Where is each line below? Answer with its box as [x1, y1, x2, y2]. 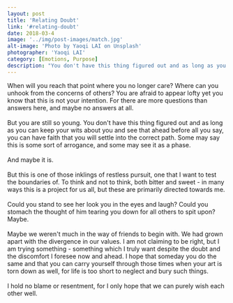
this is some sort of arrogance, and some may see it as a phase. [7, 140, 191, 149]
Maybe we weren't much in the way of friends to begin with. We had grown [7, 230, 223, 238]
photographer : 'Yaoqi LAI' [7, 50, 86, 57]
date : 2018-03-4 [7, 29, 54, 37]
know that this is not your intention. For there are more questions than [7, 96, 208, 105]
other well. [7, 289, 38, 297]
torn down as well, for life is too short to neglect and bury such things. [7, 267, 209, 275]
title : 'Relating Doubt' [7, 17, 80, 24]
